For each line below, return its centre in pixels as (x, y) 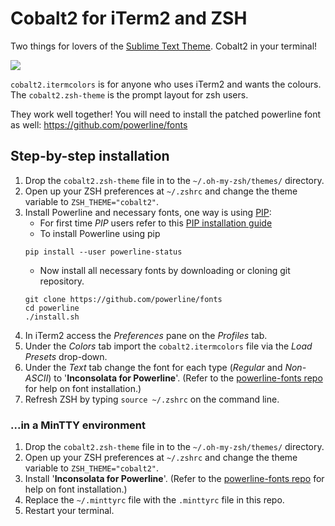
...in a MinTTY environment (78, 425)
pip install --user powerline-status (103, 252)
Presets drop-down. (66, 356)
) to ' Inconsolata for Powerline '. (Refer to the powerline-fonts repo (185, 378)
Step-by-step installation (90, 156)
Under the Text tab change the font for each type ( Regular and (153, 367)
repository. (62, 281)
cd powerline (52, 308)
